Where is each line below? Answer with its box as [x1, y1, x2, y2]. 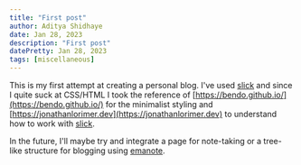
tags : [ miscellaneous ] [9, 55, 95, 64]
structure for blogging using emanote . [24, 145, 165, 156]
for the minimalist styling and [105, 99, 214, 109]
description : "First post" [9, 38, 111, 48]
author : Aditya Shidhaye [9, 22, 103, 31]
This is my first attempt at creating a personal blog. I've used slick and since [9, 80, 293, 90]
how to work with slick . [9, 118, 95, 129]
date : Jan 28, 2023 [9, 30, 83, 39]
